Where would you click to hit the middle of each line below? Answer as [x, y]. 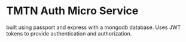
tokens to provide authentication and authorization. [69, 33]
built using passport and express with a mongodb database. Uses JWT [94, 27]
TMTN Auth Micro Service [72, 11]
